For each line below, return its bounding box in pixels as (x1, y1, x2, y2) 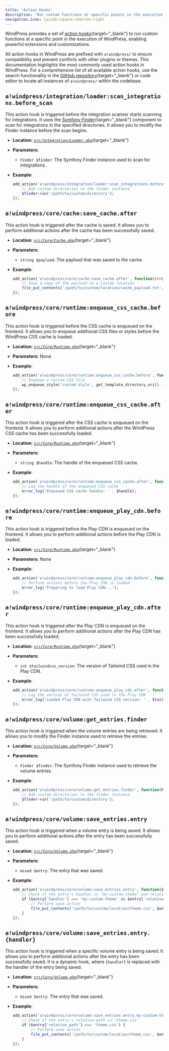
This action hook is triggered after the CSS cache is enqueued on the (5, 419, 148, 426)
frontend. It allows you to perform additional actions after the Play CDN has (5, 628, 161, 634)
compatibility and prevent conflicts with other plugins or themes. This (5, 57, 149, 63)
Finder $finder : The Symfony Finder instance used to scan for (20, 157, 150, 163)
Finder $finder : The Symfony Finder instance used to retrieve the (20, 763, 157, 769)
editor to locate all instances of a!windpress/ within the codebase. (5, 78, 142, 84)
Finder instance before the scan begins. (5, 127, 88, 134)
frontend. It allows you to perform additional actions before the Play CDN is (5, 531, 161, 538)
